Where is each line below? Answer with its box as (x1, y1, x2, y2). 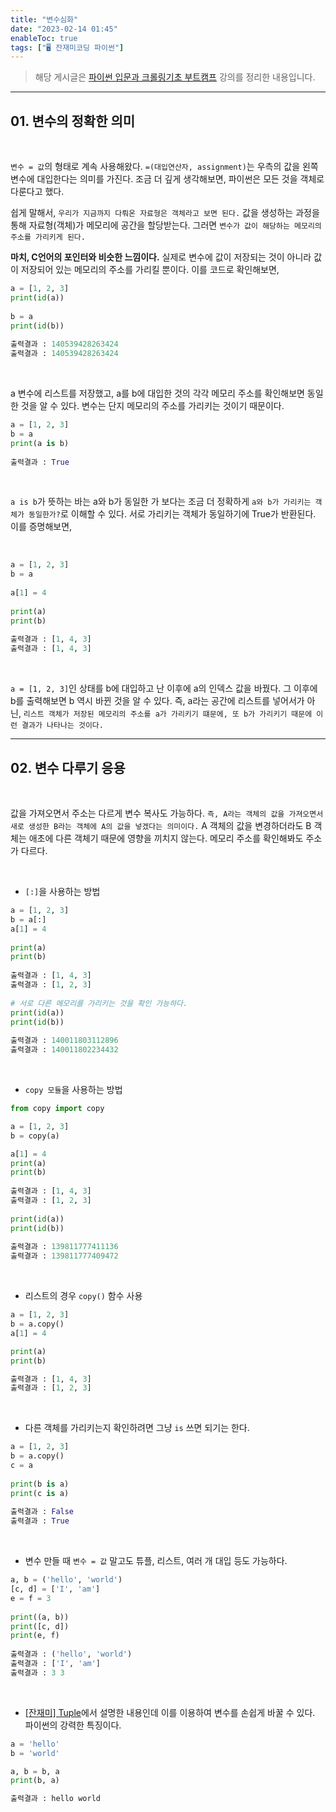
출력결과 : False (10, 1507, 75, 1517)
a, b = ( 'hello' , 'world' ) (10, 1575, 123, 1585)
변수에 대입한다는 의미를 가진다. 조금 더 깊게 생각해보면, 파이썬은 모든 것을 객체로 (10, 173, 325, 185)
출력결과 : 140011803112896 (10, 1036, 119, 1046)
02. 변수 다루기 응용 (10, 759, 126, 776)
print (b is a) (10, 1479, 70, 1489)
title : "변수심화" (10, 14, 79, 25)
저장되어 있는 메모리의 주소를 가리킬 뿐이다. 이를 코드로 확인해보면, (20, 264, 280, 276)
